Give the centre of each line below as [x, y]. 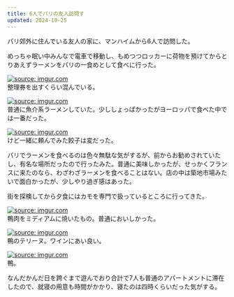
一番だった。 [31, 118]
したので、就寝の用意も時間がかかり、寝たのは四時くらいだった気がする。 [114, 287]
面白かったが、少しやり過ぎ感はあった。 [78, 181]
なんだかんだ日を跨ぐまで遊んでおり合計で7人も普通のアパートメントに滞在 [116, 277]
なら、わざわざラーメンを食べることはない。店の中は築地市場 [126, 173]
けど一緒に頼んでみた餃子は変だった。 [62, 140]
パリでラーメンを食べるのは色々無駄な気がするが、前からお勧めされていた [114, 155]
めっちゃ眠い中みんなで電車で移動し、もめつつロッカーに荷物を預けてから [114, 56]
